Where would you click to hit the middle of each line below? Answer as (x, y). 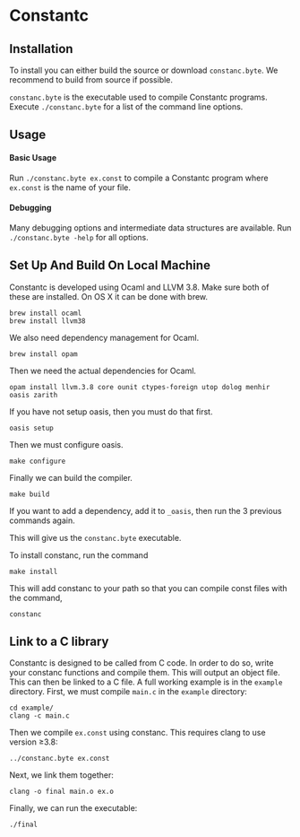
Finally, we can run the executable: (73, 808)
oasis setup (31, 428)
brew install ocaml (46, 313)
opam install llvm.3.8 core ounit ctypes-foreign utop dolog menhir (140, 387)
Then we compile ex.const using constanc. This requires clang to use (137, 733)
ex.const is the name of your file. (70, 187)
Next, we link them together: (61, 775)
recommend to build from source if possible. (91, 80)
